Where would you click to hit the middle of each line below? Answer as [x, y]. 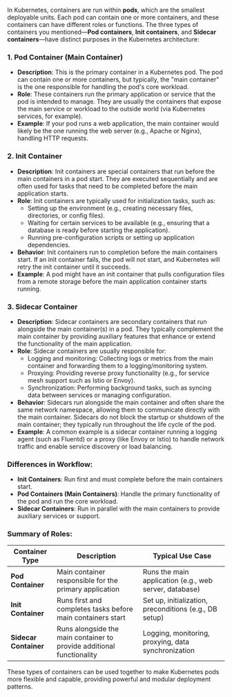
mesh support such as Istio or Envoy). [81, 380]
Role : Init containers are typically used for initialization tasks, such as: [116, 200]
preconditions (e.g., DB [180, 609]
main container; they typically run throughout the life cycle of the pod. [116, 424]
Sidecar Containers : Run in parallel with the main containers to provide [118, 509]
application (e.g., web [177, 581]
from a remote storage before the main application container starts [112, 281]
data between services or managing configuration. [99, 395]
